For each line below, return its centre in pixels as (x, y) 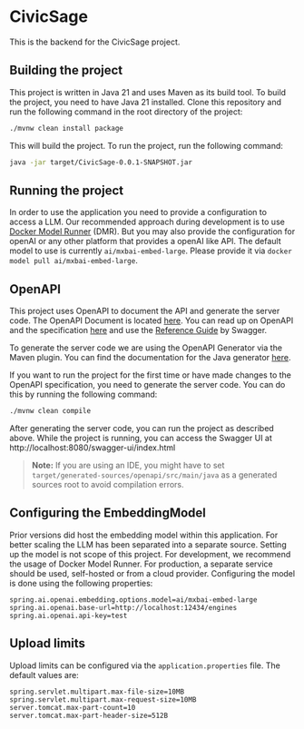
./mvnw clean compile (50, 411)
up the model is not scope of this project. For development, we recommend (150, 554)
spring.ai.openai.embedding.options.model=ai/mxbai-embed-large (133, 600)
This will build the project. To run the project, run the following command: (147, 145)
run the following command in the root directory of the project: (126, 112)
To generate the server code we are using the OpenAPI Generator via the (146, 348)
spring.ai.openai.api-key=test (69, 616)
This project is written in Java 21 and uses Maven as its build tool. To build (148, 92)
